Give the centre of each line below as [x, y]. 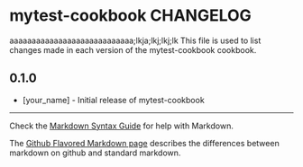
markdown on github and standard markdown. [95, 153]
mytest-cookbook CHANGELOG [131, 16]
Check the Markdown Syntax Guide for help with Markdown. [122, 126]
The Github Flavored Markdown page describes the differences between [144, 143]
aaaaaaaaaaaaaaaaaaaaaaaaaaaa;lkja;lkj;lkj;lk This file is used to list [135, 40]
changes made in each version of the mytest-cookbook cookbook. [133, 49]
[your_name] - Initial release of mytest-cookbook [113, 100]
